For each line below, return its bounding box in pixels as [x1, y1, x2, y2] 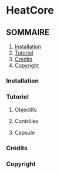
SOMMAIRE [6, 27, 50, 37]
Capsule [14, 129, 35, 137]
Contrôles [14, 118, 39, 125]
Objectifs [14, 106, 37, 113]
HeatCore [6, 4, 54, 17]
